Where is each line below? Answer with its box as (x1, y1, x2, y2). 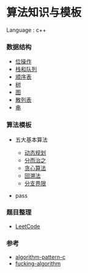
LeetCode (15, 222, 40, 230)
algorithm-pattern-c (15, 253, 66, 261)
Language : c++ (6, 26, 46, 34)
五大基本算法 (15, 136, 48, 143)
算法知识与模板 (6, 6, 82, 20)
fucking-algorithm (15, 260, 61, 267)
